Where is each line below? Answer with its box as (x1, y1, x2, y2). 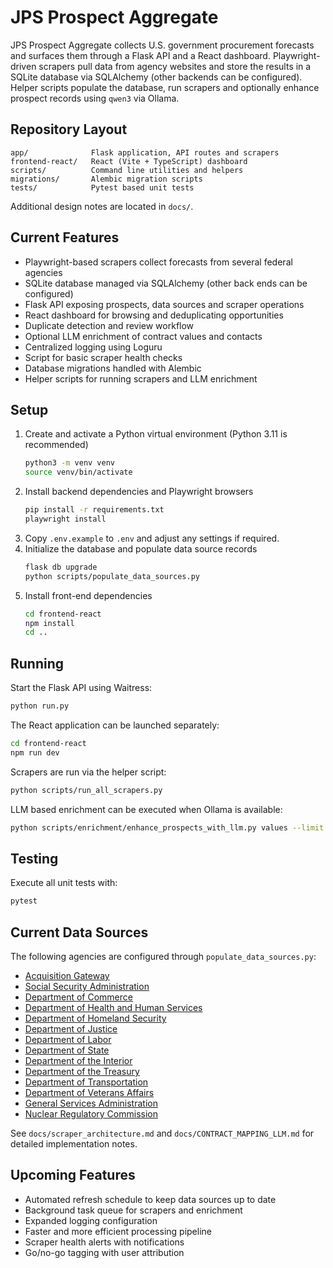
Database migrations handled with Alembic (24, 362, 202, 374)
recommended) (24, 439, 89, 451)
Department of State (24, 1044, 110, 1056)
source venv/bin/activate (24, 467, 133, 478)
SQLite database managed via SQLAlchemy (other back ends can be (24, 277, 308, 289)
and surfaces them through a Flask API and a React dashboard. (10, 49, 271, 61)
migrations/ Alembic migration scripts (10, 174, 203, 184)
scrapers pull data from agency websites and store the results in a (38, 60, 312, 72)
